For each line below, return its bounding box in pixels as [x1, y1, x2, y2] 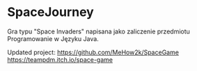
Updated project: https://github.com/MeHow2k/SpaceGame [7, 48, 180, 56]
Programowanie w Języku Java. [7, 34, 99, 42]
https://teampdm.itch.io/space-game [7, 55, 113, 63]
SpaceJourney [7, 4, 94, 20]
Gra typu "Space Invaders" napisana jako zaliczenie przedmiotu [7, 27, 190, 35]
